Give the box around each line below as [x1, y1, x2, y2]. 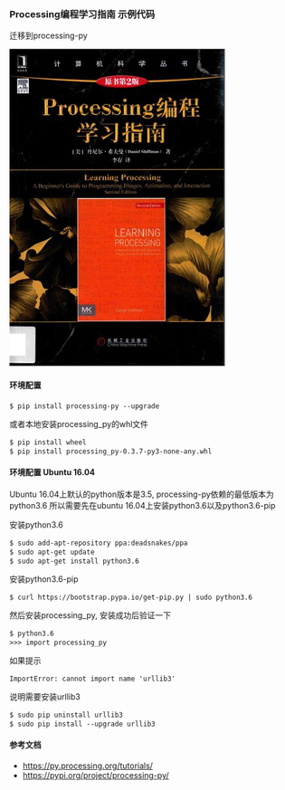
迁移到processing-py [9, 30, 88, 42]
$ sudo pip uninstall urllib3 [9, 710, 124, 719]
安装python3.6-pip [9, 573, 79, 585]
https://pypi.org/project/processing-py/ [22, 769, 169, 780]
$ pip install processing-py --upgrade [9, 401, 160, 411]
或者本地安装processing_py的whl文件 [9, 418, 149, 429]
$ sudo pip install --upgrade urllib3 [9, 719, 156, 728]
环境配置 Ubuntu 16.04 [9, 467, 95, 478]
